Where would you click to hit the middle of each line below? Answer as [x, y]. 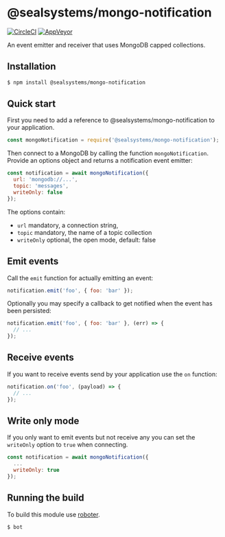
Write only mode [43, 421]
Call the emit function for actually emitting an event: [80, 278]
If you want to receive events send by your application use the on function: [112, 374]
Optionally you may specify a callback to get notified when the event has [110, 304]
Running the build [46, 498]
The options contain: [36, 212]
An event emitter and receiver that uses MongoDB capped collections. [106, 45]
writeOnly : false [38, 192]
